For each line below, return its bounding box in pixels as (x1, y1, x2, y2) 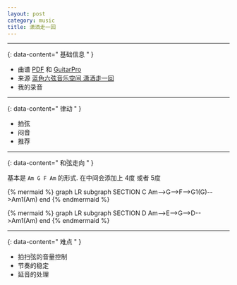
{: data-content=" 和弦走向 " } (7, 159, 94, 167)
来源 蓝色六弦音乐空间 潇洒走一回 (17, 74, 114, 83)
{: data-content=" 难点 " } (7, 238, 82, 246)
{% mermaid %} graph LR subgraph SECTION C (7, 188, 147, 196)
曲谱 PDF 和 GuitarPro (17, 65, 82, 74)
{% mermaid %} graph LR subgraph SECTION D (7, 209, 147, 217)
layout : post (7, 10, 46, 18)
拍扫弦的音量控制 (17, 253, 68, 261)
